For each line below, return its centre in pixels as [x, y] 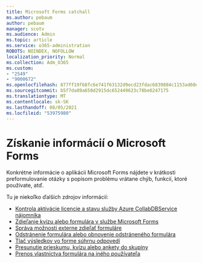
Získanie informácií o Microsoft [86, 143]
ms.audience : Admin [31, 34]
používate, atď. [25, 186]
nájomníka [28, 215]
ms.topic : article [29, 40]
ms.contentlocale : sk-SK [37, 102]
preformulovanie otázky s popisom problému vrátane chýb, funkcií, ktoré [97, 179]
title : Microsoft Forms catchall [48, 12]
